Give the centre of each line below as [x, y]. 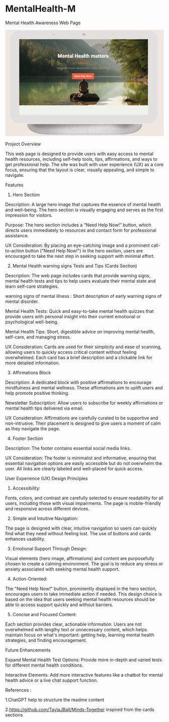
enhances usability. [25, 539]
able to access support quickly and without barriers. [59, 605]
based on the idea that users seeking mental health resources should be [80, 600]
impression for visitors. [29, 215]
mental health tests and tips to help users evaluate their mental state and [80, 281]
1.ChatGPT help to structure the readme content [55, 700]
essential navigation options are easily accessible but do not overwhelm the [84, 464]
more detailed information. [33, 363]
